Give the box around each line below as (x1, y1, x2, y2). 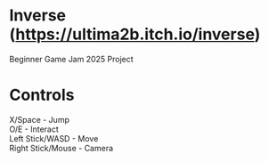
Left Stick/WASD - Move (9, 133, 99, 143)
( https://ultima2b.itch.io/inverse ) (9, 24, 261, 45)
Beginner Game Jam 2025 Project (9, 53, 134, 64)
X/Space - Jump (9, 114, 69, 125)
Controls (9, 85, 75, 105)
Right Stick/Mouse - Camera (9, 142, 114, 153)
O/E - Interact (9, 124, 60, 134)
